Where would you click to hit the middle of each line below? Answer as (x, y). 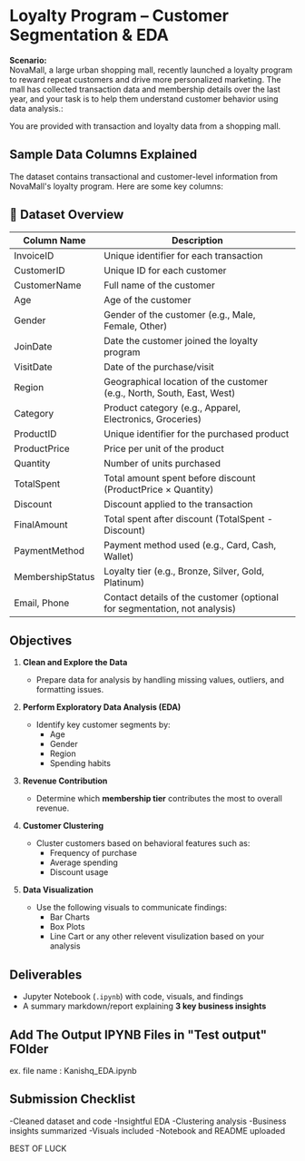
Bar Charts (70, 917)
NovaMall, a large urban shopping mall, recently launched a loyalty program (151, 70)
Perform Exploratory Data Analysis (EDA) (102, 707)
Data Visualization (58, 890)
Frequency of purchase (93, 853)
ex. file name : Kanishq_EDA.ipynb (74, 1071)
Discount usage (79, 872)
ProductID (35, 434)
